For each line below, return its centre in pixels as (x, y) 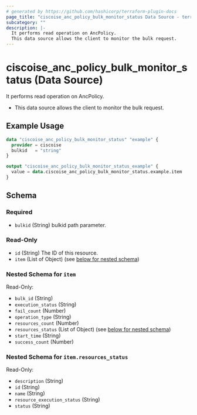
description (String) (39, 381)
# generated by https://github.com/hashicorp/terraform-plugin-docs (91, 11)
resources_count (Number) (47, 323)
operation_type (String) (43, 317)
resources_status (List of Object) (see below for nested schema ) (93, 330)
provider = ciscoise (36, 145)
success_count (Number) (44, 342)
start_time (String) (38, 336)
